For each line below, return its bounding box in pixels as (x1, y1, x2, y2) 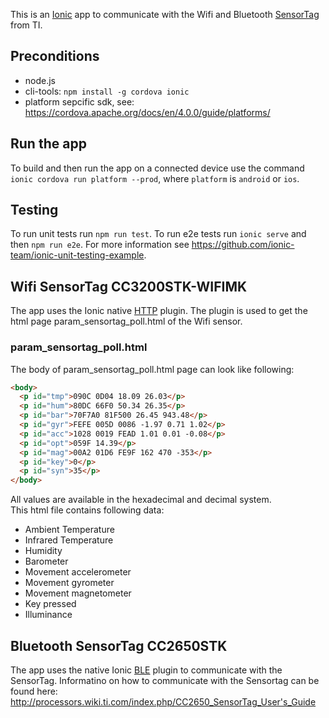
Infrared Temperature (24, 534, 114, 546)
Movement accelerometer (24, 566, 132, 578)
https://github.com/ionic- (191, 239, 295, 251)
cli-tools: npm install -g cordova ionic (24, 85, 190, 97)
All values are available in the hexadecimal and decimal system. (10, 494, 272, 506)
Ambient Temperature (24, 524, 115, 536)
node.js (24, 74, 57, 86)
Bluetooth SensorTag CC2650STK (10, 637, 228, 654)
